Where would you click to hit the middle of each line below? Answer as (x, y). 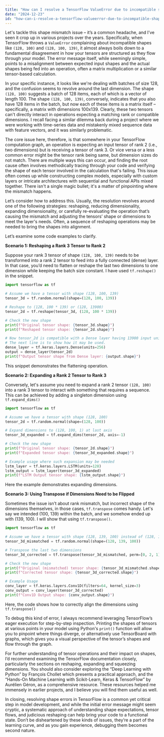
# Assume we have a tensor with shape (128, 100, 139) (62, 294)
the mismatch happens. (29, 191)
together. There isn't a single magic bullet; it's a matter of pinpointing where (81, 186)
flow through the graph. (29, 644)
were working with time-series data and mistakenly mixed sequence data (79, 125)
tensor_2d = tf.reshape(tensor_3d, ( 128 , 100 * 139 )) (61, 311)
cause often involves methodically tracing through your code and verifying (80, 165)
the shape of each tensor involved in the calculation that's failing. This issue (81, 171)
